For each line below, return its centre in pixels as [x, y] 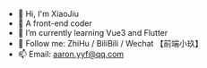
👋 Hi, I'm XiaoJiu [48, 14]
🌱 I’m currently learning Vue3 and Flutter [93, 33]
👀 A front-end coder [55, 23]
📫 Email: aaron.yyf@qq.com [71, 54]
